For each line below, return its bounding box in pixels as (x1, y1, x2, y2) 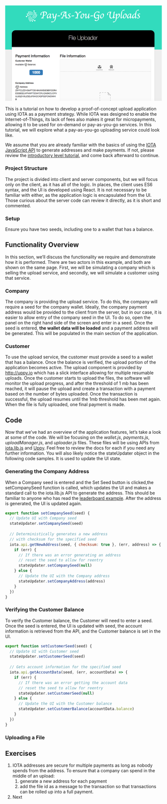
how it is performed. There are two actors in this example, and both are (5, 259, 151, 265)
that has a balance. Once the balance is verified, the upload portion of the (5, 359, 157, 365)
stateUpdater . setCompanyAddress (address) (18, 578, 106, 584)
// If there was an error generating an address (18, 553, 121, 558)
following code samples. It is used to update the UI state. (5, 456, 122, 462)
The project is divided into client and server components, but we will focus (5, 176, 158, 182)
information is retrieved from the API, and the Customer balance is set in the (5, 628, 161, 634)
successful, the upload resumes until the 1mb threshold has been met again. (5, 396, 161, 402)
